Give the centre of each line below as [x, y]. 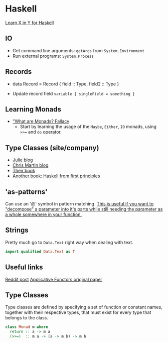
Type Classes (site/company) [52, 148]
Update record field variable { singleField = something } [74, 93]
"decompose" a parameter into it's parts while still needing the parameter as [84, 209]
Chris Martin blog [30, 165]
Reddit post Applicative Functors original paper [54, 279]
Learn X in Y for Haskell [30, 23]
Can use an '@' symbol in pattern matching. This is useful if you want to [79, 204]
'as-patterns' [26, 192]
